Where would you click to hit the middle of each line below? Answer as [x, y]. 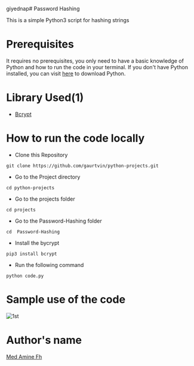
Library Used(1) [45, 98]
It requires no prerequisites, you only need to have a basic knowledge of [95, 61]
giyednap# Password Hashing [43, 9]
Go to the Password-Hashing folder [58, 221]
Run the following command [49, 264]
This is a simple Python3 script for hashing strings [68, 20]
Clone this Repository [41, 155]
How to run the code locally [76, 138]
